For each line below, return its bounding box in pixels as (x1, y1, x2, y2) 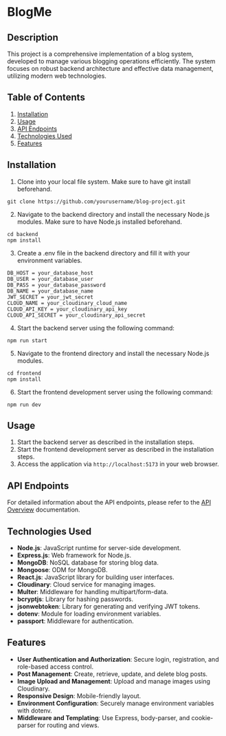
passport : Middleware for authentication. (16, 617, 134, 625)
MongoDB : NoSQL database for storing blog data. (16, 558, 159, 567)
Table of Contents (7, 92, 86, 103)
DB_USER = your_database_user (7, 275, 94, 282)
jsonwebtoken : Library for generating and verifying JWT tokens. (16, 602, 201, 611)
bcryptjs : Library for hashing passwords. (16, 595, 134, 603)
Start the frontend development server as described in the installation (16, 445, 214, 454)
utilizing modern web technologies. (7, 72, 106, 80)
